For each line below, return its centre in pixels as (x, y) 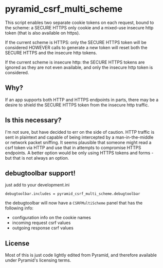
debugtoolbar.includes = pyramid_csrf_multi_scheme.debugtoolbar (72, 194)
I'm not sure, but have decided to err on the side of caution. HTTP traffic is (80, 132)
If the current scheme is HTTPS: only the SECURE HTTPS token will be (76, 42)
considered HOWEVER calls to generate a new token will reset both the (76, 47)
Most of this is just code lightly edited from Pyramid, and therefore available (81, 255)
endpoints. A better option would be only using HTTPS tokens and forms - (79, 153)
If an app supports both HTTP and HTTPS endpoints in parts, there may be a (82, 100)
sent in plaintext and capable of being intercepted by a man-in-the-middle (79, 137)
